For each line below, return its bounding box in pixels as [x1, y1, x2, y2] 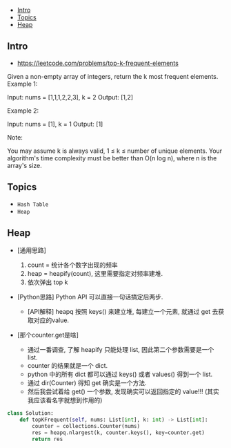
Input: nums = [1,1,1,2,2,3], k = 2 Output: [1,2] [7, 93, 133, 101]
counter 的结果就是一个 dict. [27, 362, 108, 370]
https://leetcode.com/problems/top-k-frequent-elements [17, 59, 179, 67]
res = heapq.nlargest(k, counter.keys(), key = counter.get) [32, 429, 205, 436]
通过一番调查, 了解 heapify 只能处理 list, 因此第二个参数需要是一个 [27, 346, 214, 354]
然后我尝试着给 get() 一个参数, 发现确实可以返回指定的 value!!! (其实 [27, 387, 219, 396]
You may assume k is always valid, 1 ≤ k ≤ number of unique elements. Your [7, 147, 223, 155]
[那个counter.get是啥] [17, 331, 79, 339]
